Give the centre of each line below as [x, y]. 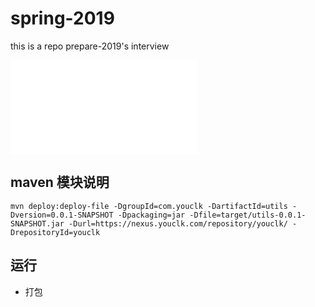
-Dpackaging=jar [151, 215]
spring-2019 [62, 18]
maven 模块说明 [60, 182]
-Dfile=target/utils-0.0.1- [248, 215]
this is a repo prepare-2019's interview [90, 46]
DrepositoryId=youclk [55, 232]
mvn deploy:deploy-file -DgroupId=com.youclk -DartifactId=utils [149, 206]
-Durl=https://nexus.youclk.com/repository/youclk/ [178, 223]
